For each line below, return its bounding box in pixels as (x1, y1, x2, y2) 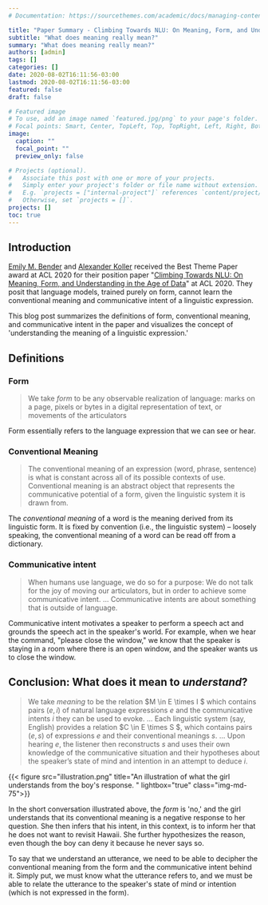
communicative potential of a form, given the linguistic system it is (27, 489, 246, 500)
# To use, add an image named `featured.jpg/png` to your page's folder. (8, 115, 259, 123)
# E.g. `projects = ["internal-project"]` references (8, 189, 198, 197)
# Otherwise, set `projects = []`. (8, 197, 134, 205)
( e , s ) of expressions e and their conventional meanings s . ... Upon (27, 731, 246, 740)
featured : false (8, 86, 62, 94)
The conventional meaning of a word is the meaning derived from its (8, 513, 234, 524)
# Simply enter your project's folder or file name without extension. (8, 181, 259, 189)
